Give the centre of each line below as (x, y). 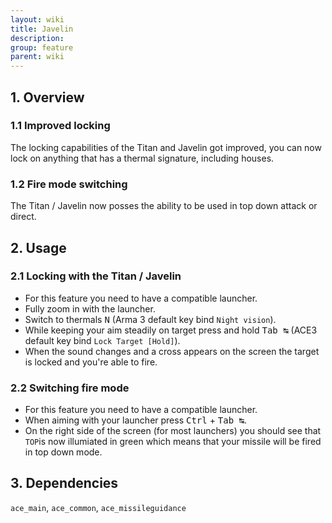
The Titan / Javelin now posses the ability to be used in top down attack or (164, 206)
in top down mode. (63, 452)
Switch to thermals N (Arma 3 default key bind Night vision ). (150, 319)
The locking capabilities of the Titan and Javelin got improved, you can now (166, 147)
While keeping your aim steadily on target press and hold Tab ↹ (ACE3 (171, 330)
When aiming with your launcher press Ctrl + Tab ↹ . (136, 420)
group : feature (42, 47)
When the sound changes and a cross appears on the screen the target (172, 351)
